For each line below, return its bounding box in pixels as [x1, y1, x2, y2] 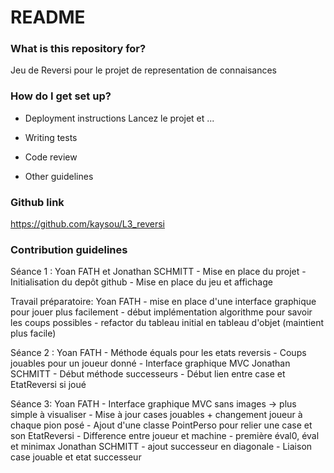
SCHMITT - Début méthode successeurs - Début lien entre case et [10, 368, 286, 380]
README [10, 6, 86, 29]
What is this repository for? [10, 42, 147, 56]
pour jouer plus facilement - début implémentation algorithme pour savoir [10, 306, 313, 318]
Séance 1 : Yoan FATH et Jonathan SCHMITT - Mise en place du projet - [10, 266, 307, 278]
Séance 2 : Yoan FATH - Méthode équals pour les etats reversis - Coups [10, 347, 307, 359]
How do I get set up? [10, 89, 112, 103]
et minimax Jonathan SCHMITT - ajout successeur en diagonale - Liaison [10, 441, 313, 453]
